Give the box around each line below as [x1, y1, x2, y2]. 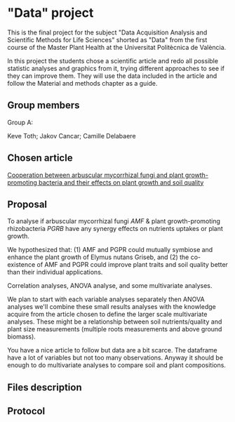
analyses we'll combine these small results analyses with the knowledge [7, 303, 216, 311]
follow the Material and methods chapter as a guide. [7, 79, 158, 87]
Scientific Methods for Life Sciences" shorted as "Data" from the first [7, 35, 208, 44]
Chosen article [7, 152, 73, 164]
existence [7, 261, 36, 269]
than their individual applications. [7, 268, 103, 277]
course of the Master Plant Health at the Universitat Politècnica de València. [7, 43, 227, 51]
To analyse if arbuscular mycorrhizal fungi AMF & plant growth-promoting [7, 217, 221, 225]
